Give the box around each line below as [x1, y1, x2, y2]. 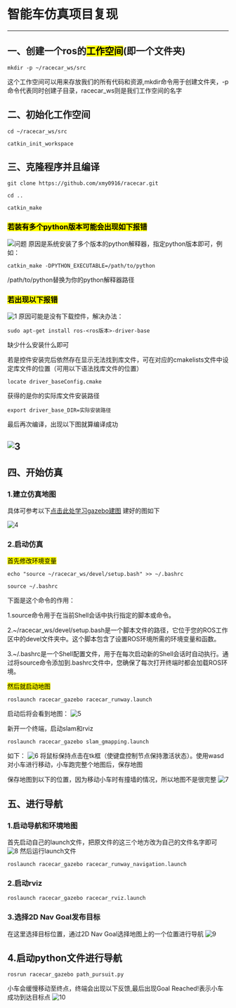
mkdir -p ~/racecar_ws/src [7, 64, 86, 71]
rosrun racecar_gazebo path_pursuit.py [7, 971, 124, 978]
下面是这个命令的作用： [7, 596, 75, 605]
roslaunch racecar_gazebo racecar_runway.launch [7, 696, 152, 703]
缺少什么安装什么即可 [7, 340, 69, 348]
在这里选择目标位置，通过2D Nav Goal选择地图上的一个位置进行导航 [7, 929, 204, 938]
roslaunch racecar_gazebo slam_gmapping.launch [7, 738, 150, 745]
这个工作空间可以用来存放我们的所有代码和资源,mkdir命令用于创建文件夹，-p [7, 77, 229, 86]
